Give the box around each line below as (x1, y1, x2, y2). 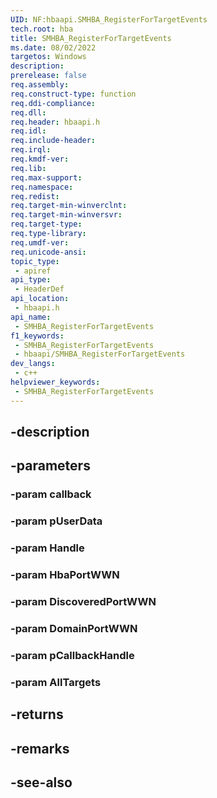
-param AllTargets (10, 675, 102, 689)
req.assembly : (10, 80, 70, 90)
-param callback (10, 487, 92, 501)
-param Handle (10, 541, 85, 555)
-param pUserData (10, 514, 103, 528)
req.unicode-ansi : (10, 247, 87, 257)
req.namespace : (10, 182, 74, 192)
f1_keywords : (10, 331, 65, 341)
